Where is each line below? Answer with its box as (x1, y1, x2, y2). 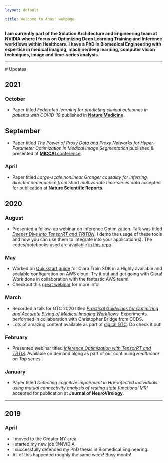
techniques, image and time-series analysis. (5, 51, 100, 58)
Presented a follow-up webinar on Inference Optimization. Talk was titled (12, 226, 162, 232)
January (5, 368, 26, 375)
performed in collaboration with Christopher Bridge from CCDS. (12, 316, 143, 322)
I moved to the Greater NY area (12, 436, 77, 442)
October (5, 95, 26, 102)
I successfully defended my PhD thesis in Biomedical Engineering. (12, 446, 149, 452)
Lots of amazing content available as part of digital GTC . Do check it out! (12, 321, 162, 327)
